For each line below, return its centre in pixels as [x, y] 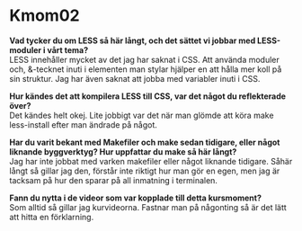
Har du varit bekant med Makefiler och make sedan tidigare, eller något [145, 142]
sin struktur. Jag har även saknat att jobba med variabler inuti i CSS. [135, 78]
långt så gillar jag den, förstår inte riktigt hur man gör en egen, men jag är [145, 171]
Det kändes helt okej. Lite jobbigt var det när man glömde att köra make [142, 115]
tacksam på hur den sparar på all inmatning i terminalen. [114, 180]
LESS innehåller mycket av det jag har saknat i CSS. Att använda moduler [145, 59]
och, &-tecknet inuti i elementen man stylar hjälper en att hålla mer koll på [146, 69]
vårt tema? [68, 49]
